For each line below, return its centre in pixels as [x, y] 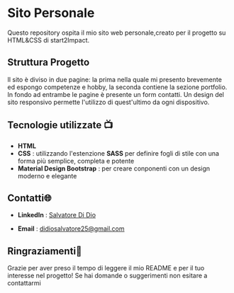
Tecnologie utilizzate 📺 [60, 125]
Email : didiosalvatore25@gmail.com [71, 229]
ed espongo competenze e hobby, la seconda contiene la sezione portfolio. [117, 87]
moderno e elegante [47, 176]
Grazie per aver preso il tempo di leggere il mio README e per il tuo [106, 268]
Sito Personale [51, 13]
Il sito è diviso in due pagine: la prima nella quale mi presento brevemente [115, 79]
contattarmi [24, 283]
